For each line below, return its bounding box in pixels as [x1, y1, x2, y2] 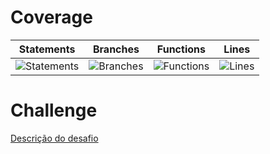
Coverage [10, 6, 93, 29]
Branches [92, 42, 140, 56]
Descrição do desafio [10, 132, 99, 144]
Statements [18, 42, 76, 56]
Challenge [10, 99, 98, 122]
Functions [156, 42, 206, 56]
